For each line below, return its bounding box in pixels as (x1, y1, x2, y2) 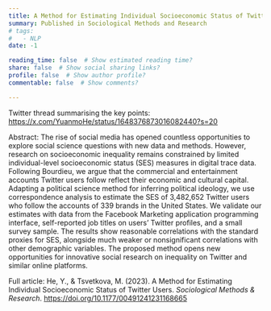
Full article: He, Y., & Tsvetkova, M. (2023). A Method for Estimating (8, 276, 232, 286)
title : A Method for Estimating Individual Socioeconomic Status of (8, 11, 244, 20)
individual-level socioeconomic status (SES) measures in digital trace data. (8, 158, 256, 168)
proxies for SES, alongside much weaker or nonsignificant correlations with (8, 234, 258, 244)
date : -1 (8, 42, 38, 50)
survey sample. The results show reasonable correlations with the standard (8, 226, 259, 236)
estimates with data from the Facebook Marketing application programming (8, 209, 259, 218)
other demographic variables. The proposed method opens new (8, 243, 221, 253)
